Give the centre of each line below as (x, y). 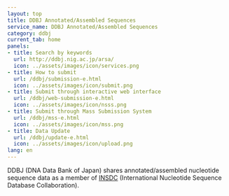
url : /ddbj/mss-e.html (47, 118)
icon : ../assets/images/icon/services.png (76, 66)
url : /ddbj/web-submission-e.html (64, 99)
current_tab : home (34, 40)
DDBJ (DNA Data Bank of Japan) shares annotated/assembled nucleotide (113, 170)
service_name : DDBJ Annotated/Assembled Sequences (83, 27)
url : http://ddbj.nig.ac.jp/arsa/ (64, 59)
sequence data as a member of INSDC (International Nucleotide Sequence (114, 178)
